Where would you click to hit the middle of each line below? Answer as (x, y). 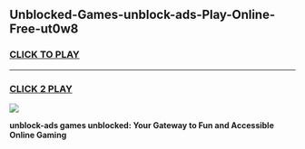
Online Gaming (38, 135)
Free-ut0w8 (44, 29)
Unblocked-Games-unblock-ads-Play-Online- (143, 15)
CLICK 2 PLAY (41, 88)
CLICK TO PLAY (44, 55)
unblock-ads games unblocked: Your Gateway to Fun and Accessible (142, 125)
